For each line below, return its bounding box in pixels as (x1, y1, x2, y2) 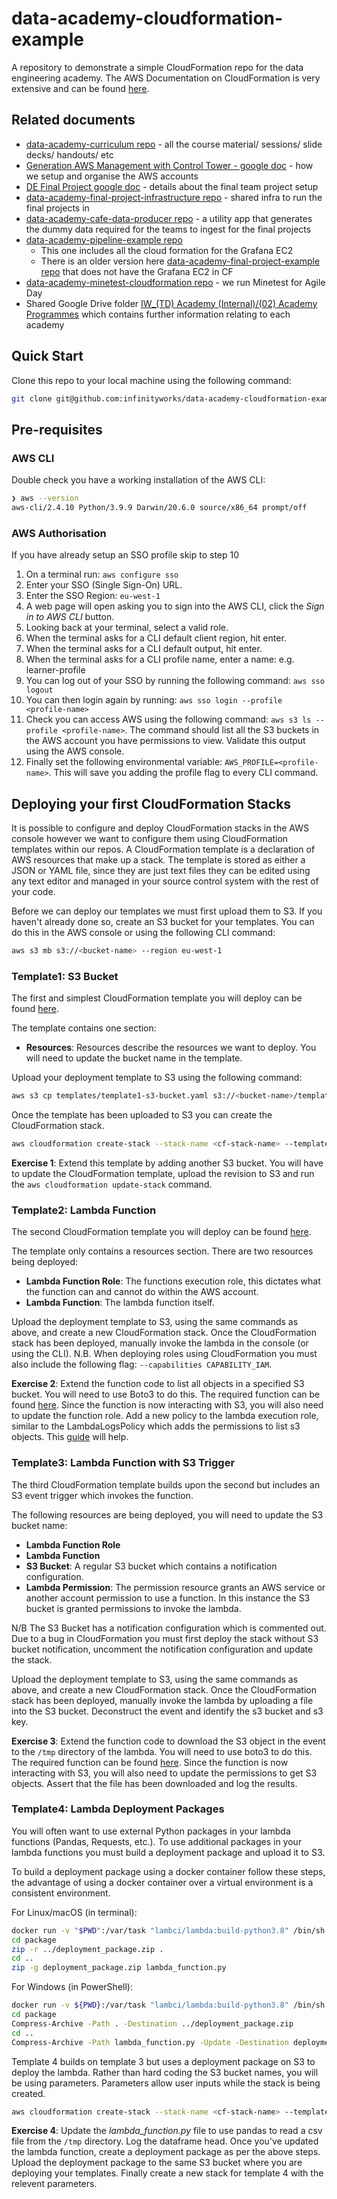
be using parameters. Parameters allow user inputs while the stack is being (11, 2077, 321, 2089)
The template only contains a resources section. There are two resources (11, 1245, 314, 1257)
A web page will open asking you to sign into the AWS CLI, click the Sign (25, 600, 325, 612)
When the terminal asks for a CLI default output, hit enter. (25, 643, 263, 655)
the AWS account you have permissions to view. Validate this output (25, 735, 306, 747)
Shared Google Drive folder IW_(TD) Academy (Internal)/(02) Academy (25, 297, 318, 309)
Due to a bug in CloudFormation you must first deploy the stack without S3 (11, 1632, 319, 1644)
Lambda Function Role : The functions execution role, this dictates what (25, 1275, 321, 1287)
